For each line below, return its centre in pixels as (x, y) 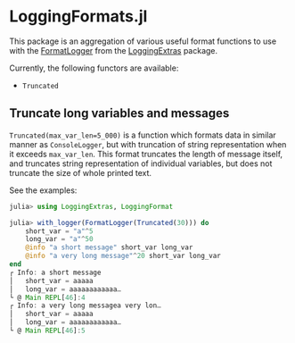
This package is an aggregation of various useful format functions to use (143, 41)
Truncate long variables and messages (119, 113)
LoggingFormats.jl (78, 17)
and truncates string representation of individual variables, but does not (141, 163)
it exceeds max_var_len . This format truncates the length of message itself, (146, 154)
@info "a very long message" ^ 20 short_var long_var (123, 256)
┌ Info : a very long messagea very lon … (86, 305)
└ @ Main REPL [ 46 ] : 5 (48, 330)
